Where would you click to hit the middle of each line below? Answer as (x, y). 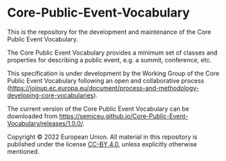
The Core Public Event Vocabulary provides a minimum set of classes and (112, 53)
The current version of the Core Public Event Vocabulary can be (98, 108)
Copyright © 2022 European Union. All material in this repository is (103, 137)
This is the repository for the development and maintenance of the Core (109, 32)
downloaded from (32, 116)
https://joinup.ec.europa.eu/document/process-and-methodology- (104, 88)
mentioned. (23, 151)
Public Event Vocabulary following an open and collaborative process (106, 80)
